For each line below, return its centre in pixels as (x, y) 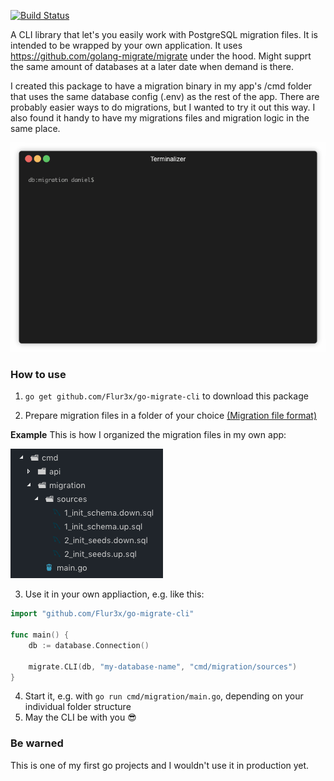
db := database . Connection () (89, 645)
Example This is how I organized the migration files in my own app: (148, 435)
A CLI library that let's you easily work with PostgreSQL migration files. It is (164, 34)
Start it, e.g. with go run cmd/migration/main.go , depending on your (164, 696)
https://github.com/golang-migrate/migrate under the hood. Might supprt (161, 56)
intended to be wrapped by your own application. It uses (126, 45)
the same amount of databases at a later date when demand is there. (152, 66)
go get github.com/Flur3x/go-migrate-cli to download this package (166, 396)
